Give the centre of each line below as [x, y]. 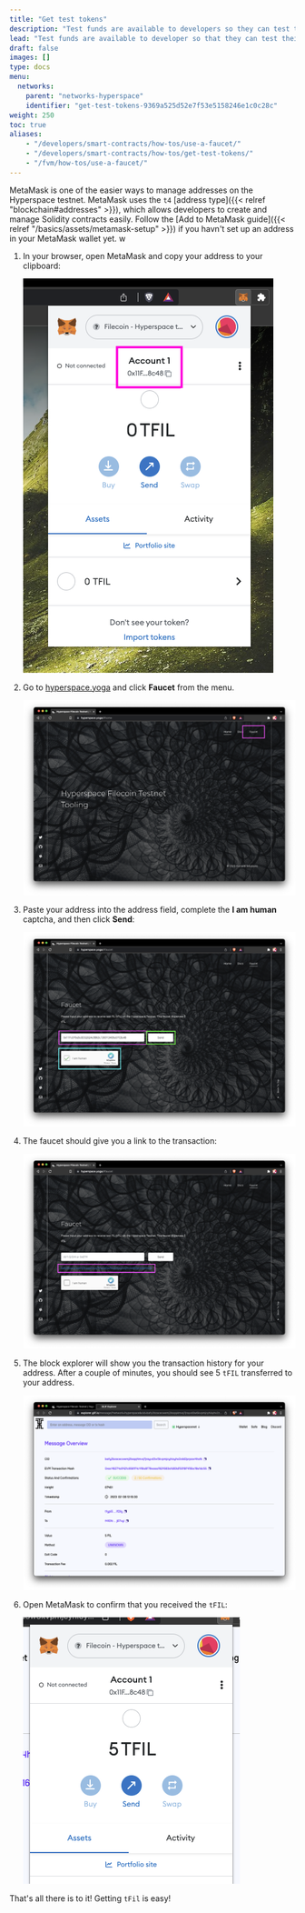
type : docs [30, 67]
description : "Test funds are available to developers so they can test [150, 29]
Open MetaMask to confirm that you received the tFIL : [125, 1604]
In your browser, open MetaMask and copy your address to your [143, 255]
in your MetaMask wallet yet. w [68, 238]
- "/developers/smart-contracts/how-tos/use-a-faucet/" [134, 144]
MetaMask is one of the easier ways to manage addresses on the [132, 190]
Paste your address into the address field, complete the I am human [149, 909]
